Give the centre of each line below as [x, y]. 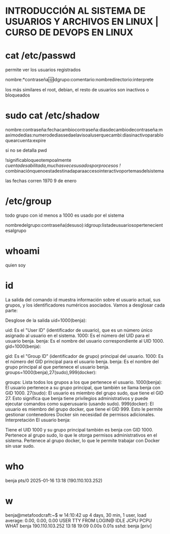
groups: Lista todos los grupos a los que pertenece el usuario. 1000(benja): [84, 382]
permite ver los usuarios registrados [43, 70]
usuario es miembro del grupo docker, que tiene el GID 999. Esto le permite [84, 409]
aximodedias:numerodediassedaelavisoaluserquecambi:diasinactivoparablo [84, 135]
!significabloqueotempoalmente [38, 160]
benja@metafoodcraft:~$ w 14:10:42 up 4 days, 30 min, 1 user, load [76, 515]
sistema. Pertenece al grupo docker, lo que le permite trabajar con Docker [82, 440]
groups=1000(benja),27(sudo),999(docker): [51, 372]
